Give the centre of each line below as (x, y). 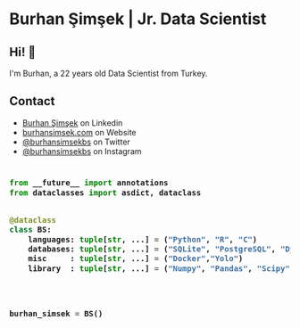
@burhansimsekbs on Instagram (82, 151)
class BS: (30, 230)
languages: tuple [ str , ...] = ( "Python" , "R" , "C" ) (142, 239)
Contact (32, 101)
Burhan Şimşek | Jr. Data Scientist (138, 19)
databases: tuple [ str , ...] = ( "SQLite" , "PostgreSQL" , (152, 249)
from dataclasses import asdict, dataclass (105, 193)
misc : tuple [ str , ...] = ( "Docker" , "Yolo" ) (136, 259)
